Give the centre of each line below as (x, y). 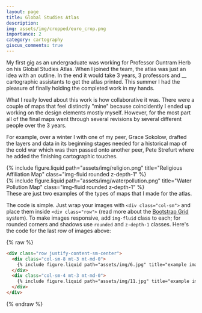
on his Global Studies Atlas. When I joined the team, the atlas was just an (96, 69)
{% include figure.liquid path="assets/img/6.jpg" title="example (102, 265)
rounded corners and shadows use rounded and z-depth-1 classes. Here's (98, 224)
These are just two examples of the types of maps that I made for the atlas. (99, 193)
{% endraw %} (25, 304)
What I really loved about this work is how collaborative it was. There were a (100, 99)
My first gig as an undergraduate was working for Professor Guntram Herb (99, 62)
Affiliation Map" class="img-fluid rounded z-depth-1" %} (76, 174)
